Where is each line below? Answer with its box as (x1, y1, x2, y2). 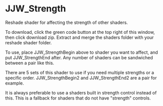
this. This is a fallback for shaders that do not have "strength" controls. (5, 95, 151, 101)
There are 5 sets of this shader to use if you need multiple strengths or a (5, 69, 154, 75)
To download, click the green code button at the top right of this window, (5, 29, 155, 35)
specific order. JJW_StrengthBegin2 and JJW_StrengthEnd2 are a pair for (5, 75, 157, 81)
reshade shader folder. (5, 39, 52, 45)
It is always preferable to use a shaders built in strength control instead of (5, 90, 157, 96)
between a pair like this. (5, 60, 54, 66)
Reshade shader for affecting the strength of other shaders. (5, 19, 128, 25)
